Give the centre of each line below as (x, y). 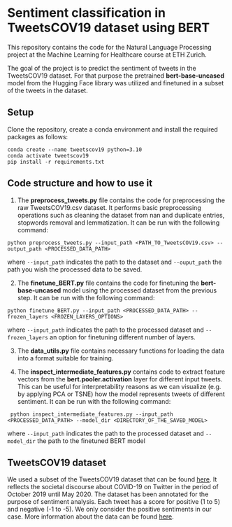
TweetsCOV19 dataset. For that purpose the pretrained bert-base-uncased (116, 76)
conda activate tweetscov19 (48, 155)
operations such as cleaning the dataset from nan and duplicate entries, (121, 215)
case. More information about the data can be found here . (90, 517)
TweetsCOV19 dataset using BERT (109, 28)
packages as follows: (38, 136)
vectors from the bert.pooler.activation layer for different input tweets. (120, 379)
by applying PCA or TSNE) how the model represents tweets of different (121, 394)
